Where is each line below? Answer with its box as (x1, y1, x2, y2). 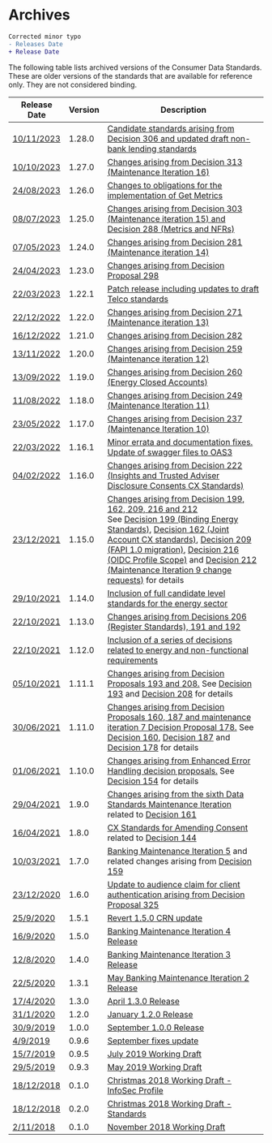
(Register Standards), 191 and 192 (107, 621, 241, 632)
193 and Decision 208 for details (107, 688, 233, 699)
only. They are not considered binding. (8, 80, 138, 89)
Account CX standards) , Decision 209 (107, 533, 253, 545)
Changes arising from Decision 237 (107, 412, 243, 424)
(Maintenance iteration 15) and (107, 213, 226, 224)
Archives (8, 6, 70, 24)
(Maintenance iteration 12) (107, 353, 210, 364)
